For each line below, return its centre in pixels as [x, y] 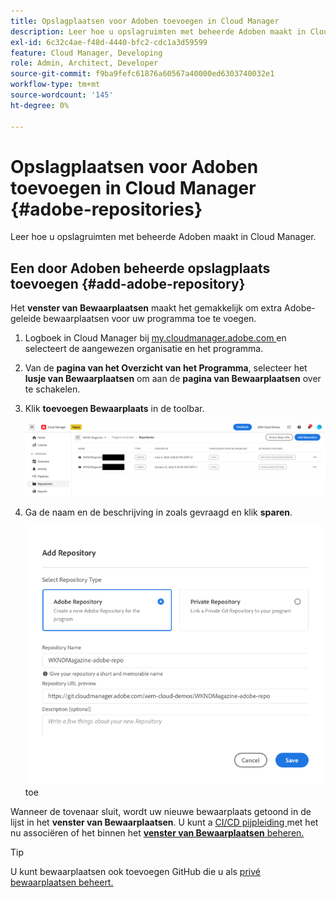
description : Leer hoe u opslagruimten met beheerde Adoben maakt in [158, 31]
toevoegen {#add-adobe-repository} [128, 283]
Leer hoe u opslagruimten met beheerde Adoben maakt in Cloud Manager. [163, 237]
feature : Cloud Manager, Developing [86, 53]
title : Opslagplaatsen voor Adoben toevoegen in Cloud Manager [145, 21]
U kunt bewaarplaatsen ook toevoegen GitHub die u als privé [135, 871]
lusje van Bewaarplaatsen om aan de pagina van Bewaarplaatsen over [173, 379]
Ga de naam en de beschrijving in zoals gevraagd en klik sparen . [158, 512]
